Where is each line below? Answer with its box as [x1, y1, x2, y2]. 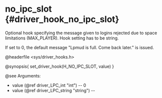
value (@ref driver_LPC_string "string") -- [12, 87, 96, 93]
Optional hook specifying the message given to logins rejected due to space [5, 30, 158, 36]
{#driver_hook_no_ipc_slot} [5, 14, 120, 25]
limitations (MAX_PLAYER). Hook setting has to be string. [5, 35, 119, 41]
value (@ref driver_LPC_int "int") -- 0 [12, 82, 86, 88]
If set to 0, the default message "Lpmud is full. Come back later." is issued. [5, 44, 154, 50]
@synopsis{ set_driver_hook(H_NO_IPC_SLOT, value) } [5, 63, 114, 69]
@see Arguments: [5, 73, 41, 78]
